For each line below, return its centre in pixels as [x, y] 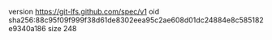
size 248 [62, 28]
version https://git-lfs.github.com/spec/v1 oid [84, 12]
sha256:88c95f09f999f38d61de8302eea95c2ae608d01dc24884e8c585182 [136, 20]
